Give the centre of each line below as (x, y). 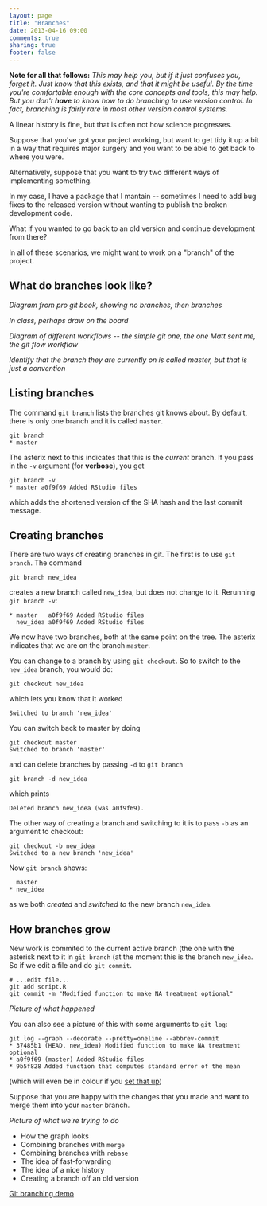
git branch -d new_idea (48, 779)
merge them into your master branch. (70, 1105)
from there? (28, 237)
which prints (29, 794)
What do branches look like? (81, 286)
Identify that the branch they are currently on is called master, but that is (128, 360)
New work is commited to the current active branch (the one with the (122, 949)
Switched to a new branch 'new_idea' (72, 853)
